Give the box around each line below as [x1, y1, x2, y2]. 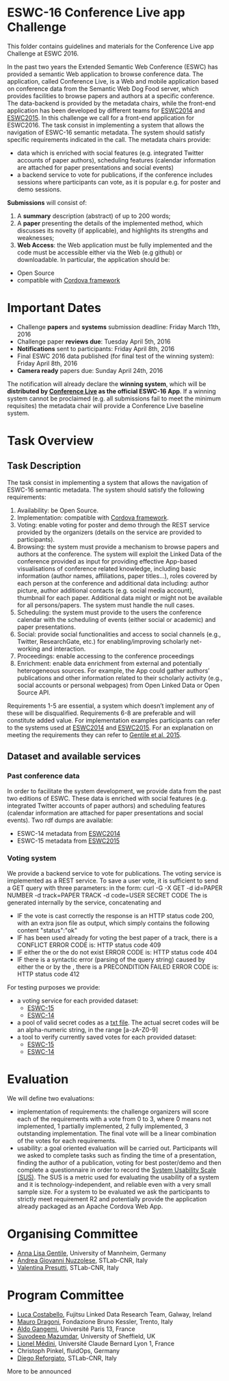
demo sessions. [16, 185, 62, 193]
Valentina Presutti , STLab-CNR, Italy [16, 1263, 120, 1271]
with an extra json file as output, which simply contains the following [16, 919, 210, 927]
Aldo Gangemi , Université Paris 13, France [16, 1325, 135, 1333]
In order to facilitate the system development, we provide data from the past [7, 786, 221, 795]
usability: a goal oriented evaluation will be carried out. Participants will [16, 1144, 217, 1152]
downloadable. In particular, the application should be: [16, 255, 170, 263]
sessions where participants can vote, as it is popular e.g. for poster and [16, 178, 221, 186]
